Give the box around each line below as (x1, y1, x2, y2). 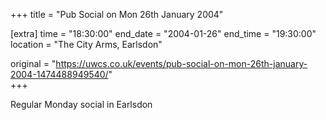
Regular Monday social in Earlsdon (10, 99, 153, 110)
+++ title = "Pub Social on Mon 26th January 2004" (10, 9, 224, 20)
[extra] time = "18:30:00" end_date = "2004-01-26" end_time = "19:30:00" (10, 28, 317, 39)
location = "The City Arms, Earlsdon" (10, 39, 163, 50)
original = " (10, 58, 57, 69)
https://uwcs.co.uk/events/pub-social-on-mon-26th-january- (55, 58, 308, 69)
